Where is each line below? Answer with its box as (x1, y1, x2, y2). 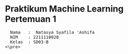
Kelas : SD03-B (10, 39, 49, 44)
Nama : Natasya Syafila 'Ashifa (10, 29, 95, 35)
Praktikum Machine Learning (5, 3, 124, 14)
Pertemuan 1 (5, 13, 57, 25)
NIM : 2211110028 (10, 34, 59, 40)
